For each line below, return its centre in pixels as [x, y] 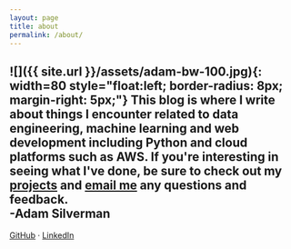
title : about [34, 26]
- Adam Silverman [60, 213]
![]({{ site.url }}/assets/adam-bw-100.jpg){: [136, 71]
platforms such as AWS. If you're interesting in [144, 157]
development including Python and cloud [129, 142]
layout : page [34, 18]
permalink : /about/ [46, 35]
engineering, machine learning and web [124, 128]
